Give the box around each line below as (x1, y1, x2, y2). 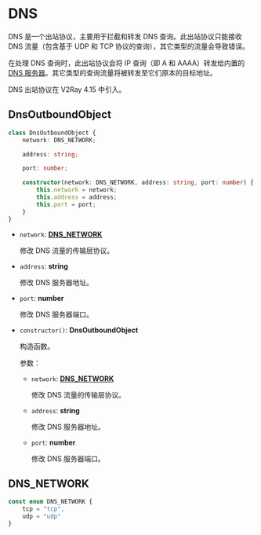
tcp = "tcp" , (22, 505, 65, 513)
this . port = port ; (36, 200, 96, 208)
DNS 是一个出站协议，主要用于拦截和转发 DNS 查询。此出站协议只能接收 (8, 31, 243, 41)
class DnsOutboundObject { (8, 129, 96, 137)
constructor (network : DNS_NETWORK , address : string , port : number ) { (22, 178, 255, 187)
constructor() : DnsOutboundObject (19, 325, 139, 335)
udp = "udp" (22, 512, 61, 521)
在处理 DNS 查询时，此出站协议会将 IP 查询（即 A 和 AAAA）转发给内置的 (8, 58, 245, 68)
